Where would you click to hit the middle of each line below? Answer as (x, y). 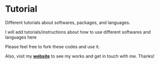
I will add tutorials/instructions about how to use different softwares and (78, 32)
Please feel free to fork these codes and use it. (52, 46)
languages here (21, 37)
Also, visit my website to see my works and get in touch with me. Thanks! (80, 56)
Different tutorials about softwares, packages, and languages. (68, 22)
